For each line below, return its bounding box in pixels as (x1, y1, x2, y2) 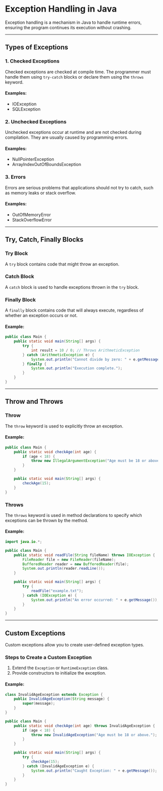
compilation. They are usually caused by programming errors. (5, 134, 129, 140)
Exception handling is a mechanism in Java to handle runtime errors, (5, 19, 142, 25)
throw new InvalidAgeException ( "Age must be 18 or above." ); (31, 732, 158, 737)
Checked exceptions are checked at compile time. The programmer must (5, 69, 151, 75)
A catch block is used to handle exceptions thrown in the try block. (5, 284, 139, 290)
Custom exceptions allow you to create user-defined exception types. (5, 642, 145, 648)
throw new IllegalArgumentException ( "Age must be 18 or (31, 459, 147, 463)
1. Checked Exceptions (5, 58, 60, 65)
